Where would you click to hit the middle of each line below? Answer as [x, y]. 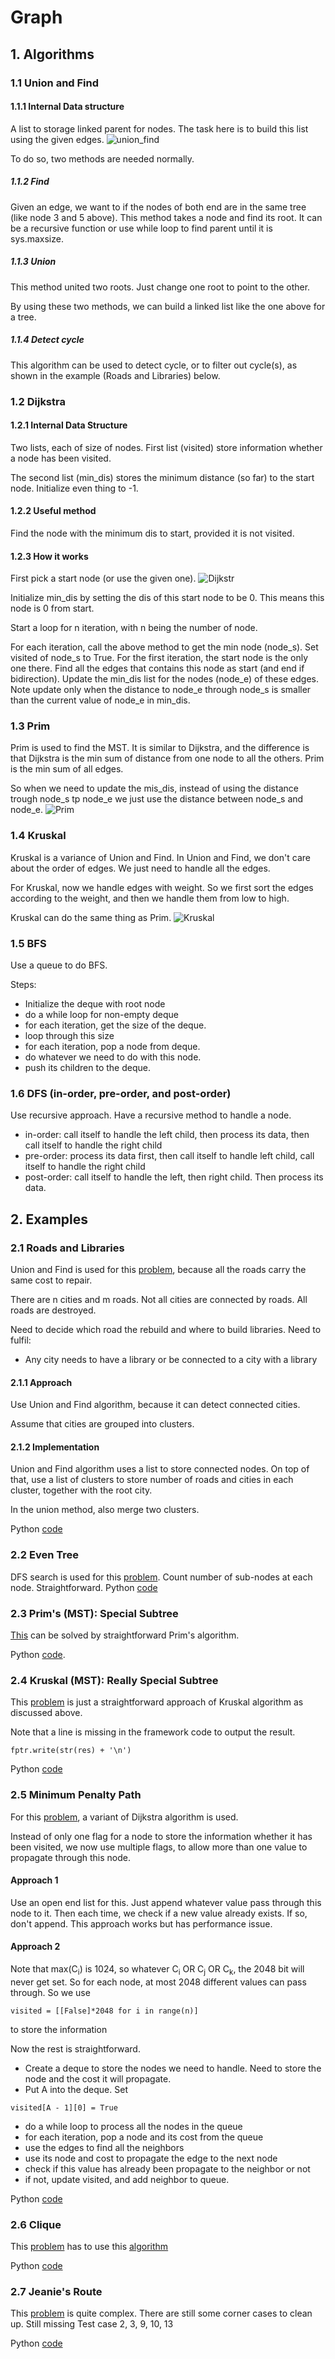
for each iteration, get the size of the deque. [115, 1025]
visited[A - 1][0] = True [64, 2107]
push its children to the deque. [87, 1068]
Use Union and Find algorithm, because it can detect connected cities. [155, 1405]
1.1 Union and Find [55, 83]
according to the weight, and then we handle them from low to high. [150, 898]
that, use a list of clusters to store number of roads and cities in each [152, 1480]
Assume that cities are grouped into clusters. [102, 1424]
